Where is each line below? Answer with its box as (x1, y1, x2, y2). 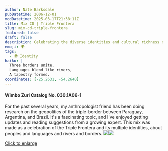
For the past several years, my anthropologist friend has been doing (5, 103, 145, 109)
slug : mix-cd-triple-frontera (5, 26, 68, 31)
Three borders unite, (9, 63, 55, 68)
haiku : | (5, 58, 23, 63)
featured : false (5, 30, 39, 35)
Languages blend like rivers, (9, 68, 72, 73)
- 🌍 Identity (9, 53, 38, 59)
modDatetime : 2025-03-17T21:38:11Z (5, 16, 79, 21)
